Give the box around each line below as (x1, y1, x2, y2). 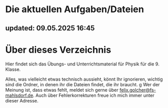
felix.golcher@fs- (119, 87, 156, 93)
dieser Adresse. (5, 97, 39, 103)
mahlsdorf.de (5, 92, 33, 98)
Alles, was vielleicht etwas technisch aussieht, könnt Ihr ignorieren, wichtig (5, 76, 163, 82)
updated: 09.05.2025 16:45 (5, 24, 95, 32)
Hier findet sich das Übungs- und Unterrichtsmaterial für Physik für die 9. (5, 61, 160, 67)
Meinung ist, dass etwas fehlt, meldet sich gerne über (5, 87, 118, 93)
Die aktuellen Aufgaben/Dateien (5, 4, 145, 15)
